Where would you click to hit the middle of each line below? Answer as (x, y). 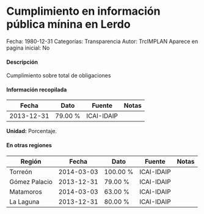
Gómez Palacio (31, 182)
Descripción (22, 62)
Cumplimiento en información (83, 11)
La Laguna (24, 202)
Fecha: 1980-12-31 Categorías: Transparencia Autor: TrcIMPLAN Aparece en (102, 41)
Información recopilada (37, 90)
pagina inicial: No (28, 48)
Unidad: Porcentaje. (31, 131)
